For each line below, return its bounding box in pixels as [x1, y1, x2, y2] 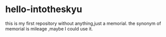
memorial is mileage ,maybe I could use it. [5, 25, 93, 31]
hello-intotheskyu [5, 4, 82, 15]
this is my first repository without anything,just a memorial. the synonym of [5, 20, 161, 26]
